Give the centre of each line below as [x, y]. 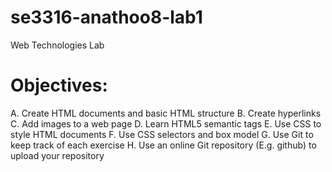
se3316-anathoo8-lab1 [106, 17]
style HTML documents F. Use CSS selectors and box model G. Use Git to [162, 134]
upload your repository [57, 155]
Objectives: [59, 85]
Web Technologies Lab [57, 45]
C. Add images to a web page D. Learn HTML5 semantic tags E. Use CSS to [166, 123]
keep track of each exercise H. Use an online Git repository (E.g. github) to [163, 145]
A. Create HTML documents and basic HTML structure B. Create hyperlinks [166, 113]
